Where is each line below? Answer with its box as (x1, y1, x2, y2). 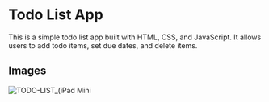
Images (8, 64, 47, 78)
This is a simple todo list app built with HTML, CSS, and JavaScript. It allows (8, 32, 262, 42)
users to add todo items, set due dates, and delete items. (8, 40, 198, 50)
